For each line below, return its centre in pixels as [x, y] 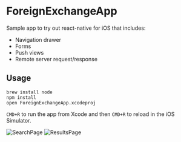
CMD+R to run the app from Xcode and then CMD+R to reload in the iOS [90, 114]
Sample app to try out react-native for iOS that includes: [76, 28]
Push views [29, 52]
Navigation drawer [38, 39]
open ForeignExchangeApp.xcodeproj [51, 103]
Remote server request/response [56, 59]
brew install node [29, 92]
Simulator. [19, 120]
